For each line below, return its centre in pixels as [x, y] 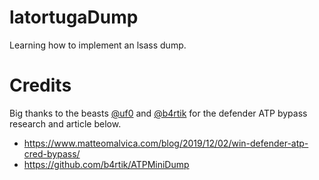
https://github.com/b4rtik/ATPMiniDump [106, 164]
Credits [40, 85]
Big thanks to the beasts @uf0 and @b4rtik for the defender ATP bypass [158, 113]
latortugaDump [74, 17]
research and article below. [65, 123]
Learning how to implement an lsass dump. [98, 45]
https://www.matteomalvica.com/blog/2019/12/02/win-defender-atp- [166, 143]
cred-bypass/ [52, 153]
